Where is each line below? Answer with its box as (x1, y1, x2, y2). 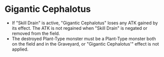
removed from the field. (11, 30, 60, 36)
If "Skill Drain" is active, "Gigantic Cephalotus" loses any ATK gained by (11, 20, 158, 26)
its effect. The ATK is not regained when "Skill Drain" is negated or (11, 25, 148, 31)
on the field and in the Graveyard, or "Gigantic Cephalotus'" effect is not (11, 41, 159, 47)
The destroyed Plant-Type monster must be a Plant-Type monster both (11, 36, 157, 42)
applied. (11, 46, 29, 52)
